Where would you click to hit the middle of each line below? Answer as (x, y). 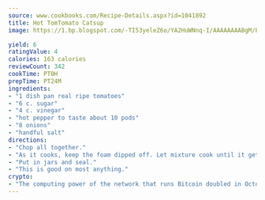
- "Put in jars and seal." (52, 162)
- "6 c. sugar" (33, 104)
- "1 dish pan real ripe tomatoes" (67, 96)
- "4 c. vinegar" (37, 111)
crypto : (21, 177)
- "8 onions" (30, 126)
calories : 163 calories (47, 59)
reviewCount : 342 (37, 67)
